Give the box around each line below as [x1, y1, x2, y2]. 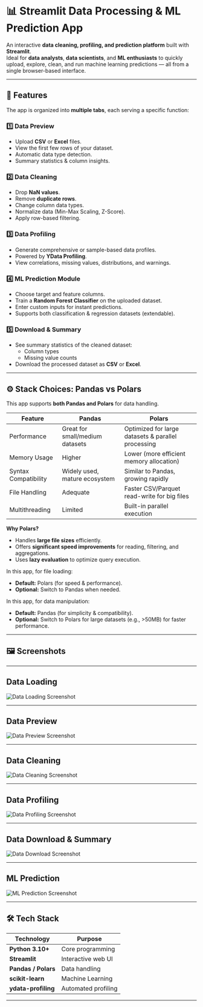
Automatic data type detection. [14, 151, 92, 158]
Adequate [62, 488, 90, 497]
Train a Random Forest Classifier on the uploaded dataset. [14, 297, 163, 304]
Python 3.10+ [9, 945, 50, 953]
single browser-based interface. [6, 67, 86, 74]
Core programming [61, 945, 115, 953]
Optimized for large [124, 425, 179, 433]
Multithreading [9, 506, 51, 514]
